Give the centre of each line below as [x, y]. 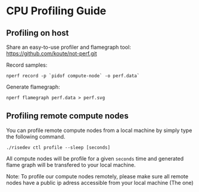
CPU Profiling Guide [56, 11]
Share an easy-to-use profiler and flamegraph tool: [69, 47]
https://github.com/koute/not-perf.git [52, 53]
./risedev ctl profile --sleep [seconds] [58, 147]
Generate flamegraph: [33, 87]
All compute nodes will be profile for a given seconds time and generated [95, 158]
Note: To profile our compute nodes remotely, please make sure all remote [97, 176]
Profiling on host [38, 33]
